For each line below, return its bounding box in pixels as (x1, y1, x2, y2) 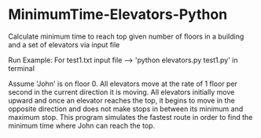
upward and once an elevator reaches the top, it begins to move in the (8, 95, 236, 105)
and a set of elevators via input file (8, 39, 120, 49)
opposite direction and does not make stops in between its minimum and (8, 104, 244, 114)
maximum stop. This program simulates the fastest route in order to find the (8, 112, 253, 121)
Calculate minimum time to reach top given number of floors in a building (8, 32, 244, 41)
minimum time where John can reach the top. (8, 121, 156, 130)
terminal (8, 63, 35, 73)
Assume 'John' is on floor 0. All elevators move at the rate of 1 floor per (8, 79, 238, 88)
